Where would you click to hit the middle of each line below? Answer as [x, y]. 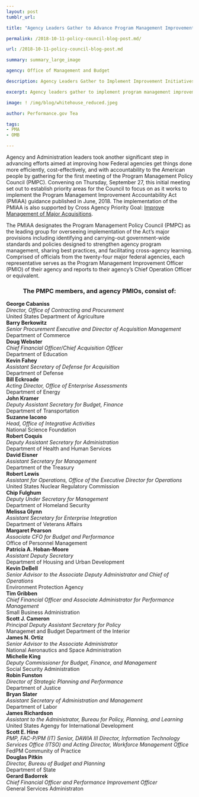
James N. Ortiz [25, 638]
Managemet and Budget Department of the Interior [68, 631]
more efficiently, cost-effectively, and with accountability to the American [96, 170]
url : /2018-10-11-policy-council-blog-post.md [65, 49]
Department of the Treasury [40, 468]
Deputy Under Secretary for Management [57, 499]
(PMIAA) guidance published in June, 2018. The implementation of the [92, 201]
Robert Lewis [23, 474]
